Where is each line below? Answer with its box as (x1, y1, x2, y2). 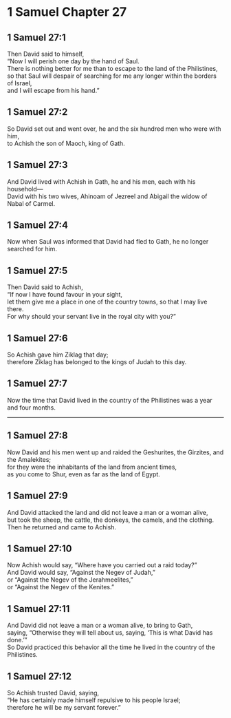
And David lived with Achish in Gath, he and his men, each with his (7, 177, 196, 186)
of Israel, (7, 79, 32, 87)
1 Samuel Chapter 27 (7, 4, 127, 20)
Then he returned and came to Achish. (7, 522, 117, 531)
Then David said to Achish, (7, 283, 84, 291)
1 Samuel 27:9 (7, 490, 68, 502)
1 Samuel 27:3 (7, 159, 68, 171)
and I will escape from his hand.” (7, 87, 100, 94)
